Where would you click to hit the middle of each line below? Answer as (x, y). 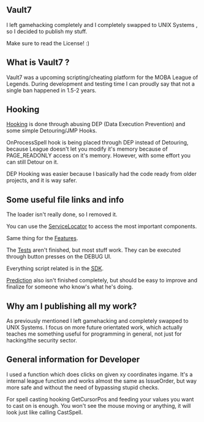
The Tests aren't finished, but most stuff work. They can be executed (93, 250)
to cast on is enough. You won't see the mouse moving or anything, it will (99, 405)
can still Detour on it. (32, 162)
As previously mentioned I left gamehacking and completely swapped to (97, 321)
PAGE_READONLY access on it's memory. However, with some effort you (99, 156)
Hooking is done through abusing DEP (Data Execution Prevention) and (96, 124)
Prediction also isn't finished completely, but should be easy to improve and (102, 281)
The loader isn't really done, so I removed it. (62, 214)
